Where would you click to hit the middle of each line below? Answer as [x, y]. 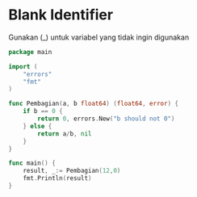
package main [30, 52]
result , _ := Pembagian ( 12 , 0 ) [72, 171]
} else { [38, 126]
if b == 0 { [43, 111]
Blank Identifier [61, 15]
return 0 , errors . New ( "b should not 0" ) [106, 119]
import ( [23, 66]
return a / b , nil [65, 134]
